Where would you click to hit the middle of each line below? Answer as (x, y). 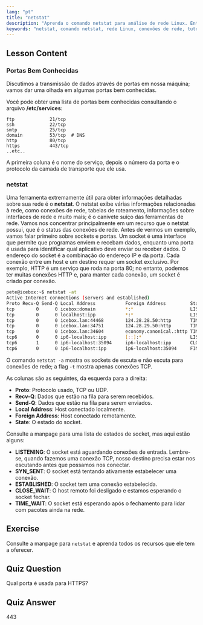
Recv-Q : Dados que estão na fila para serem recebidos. (84, 396)
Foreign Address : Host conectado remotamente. (76, 416)
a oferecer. (20, 550)
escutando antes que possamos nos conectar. (72, 465)
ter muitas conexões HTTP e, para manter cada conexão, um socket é (93, 275)
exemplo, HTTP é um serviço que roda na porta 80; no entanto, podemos (98, 268)
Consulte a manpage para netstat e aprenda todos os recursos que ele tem (101, 543)
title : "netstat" (28, 18)
